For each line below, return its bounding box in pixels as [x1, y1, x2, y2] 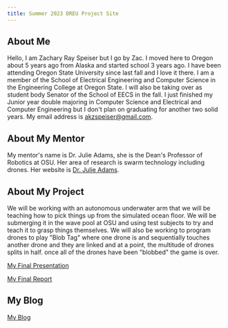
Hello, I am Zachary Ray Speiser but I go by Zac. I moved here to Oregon [7, 54, 213, 62]
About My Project [7, 186, 84, 197]
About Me [7, 36, 50, 48]
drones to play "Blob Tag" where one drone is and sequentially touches [7, 233, 210, 242]
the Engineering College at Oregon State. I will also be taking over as [7, 84, 202, 92]
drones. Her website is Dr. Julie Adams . [7, 166, 120, 174]
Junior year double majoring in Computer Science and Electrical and [7, 98, 202, 106]
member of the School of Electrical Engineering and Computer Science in [7, 76, 216, 84]
